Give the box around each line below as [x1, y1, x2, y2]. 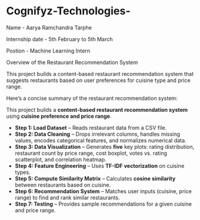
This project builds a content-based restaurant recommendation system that [6, 70, 194, 77]
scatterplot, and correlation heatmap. [14, 155, 107, 163]
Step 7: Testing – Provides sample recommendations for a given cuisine [14, 200, 192, 207]
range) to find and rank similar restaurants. [14, 194, 121, 201]
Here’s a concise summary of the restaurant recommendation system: [6, 94, 178, 102]
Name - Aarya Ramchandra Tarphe [6, 24, 93, 31]
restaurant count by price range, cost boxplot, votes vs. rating [14, 149, 167, 157]
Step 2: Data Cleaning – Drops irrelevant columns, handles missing [14, 130, 180, 137]
